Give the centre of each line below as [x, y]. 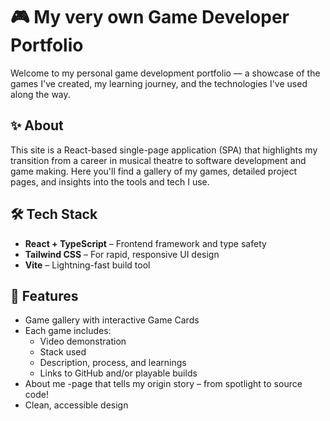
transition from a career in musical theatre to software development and [158, 160]
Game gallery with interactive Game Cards [112, 320]
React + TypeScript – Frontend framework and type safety [145, 243]
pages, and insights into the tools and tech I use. [110, 181]
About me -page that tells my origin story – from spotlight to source [163, 384]
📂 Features [44, 295]
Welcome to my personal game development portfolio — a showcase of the [165, 73]
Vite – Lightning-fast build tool [87, 265]
